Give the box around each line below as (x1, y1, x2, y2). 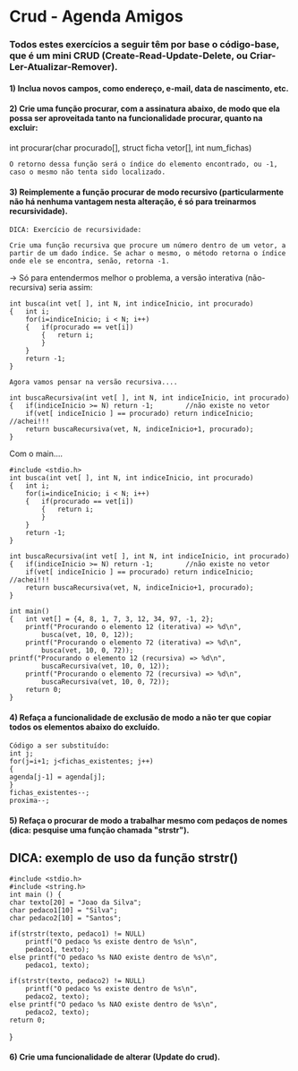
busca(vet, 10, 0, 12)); (41, 630, 134, 640)
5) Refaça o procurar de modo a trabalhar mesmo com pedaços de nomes (9, 815, 288, 825)
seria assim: (48, 282, 93, 293)
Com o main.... (9, 448, 64, 459)
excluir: (9, 123, 38, 134)
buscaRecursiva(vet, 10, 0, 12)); (41, 661, 170, 671)
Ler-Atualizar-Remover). (9, 61, 118, 73)
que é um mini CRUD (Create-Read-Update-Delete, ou (9, 49, 248, 62)
